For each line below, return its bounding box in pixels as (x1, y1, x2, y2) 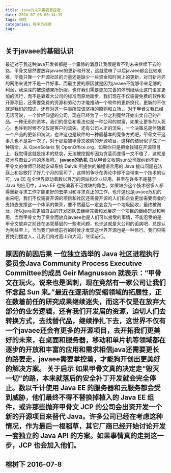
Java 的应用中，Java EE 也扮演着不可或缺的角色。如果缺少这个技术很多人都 (5, 182, 164, 188)
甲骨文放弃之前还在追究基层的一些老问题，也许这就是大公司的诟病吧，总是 (5, 220, 161, 227)
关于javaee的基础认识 (5, 46, 74, 55)
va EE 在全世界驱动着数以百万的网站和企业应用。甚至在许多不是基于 (14, 176, 157, 182)
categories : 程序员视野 (5, 21, 52, 27)
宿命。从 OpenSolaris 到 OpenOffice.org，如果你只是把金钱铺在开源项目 (9, 144, 161, 150)
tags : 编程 (5, 17, 27, 22)
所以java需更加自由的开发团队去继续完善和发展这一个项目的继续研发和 (14, 208, 161, 214)
